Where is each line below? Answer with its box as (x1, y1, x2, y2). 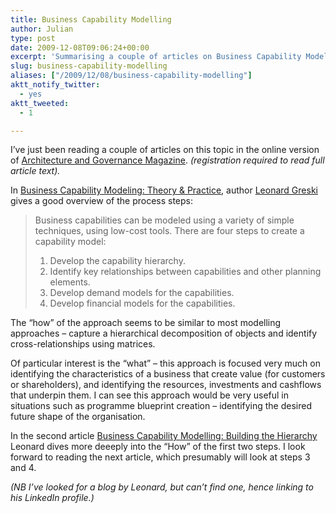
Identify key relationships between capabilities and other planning (49, 266, 322, 278)
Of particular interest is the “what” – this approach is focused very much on (10, 357, 321, 370)
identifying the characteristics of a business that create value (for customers (10, 368, 326, 380)
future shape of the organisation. (10, 411, 146, 423)
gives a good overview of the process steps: (10, 195, 194, 207)
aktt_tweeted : (10, 98, 70, 108)
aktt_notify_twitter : (10, 80, 101, 90)
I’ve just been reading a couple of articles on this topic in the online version (10, 144, 320, 156)
